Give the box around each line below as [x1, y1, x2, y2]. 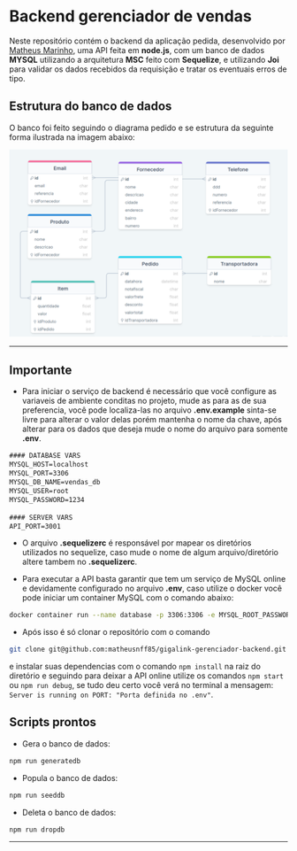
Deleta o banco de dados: [21, 807, 117, 817]
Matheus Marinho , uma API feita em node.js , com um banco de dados [9, 44, 265, 55]
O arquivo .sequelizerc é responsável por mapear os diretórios [21, 538, 252, 548]
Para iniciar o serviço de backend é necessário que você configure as [21, 386, 277, 397]
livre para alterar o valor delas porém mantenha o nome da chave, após [21, 414, 283, 425]
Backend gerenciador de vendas [9, 6, 252, 27]
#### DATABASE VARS [9, 452, 81, 460]
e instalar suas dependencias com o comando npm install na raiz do [9, 661, 261, 671]
